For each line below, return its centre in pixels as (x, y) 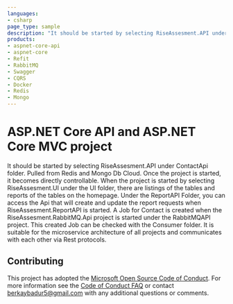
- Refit (18, 59)
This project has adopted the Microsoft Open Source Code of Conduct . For (114, 278)
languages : (23, 14)
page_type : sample (34, 26)
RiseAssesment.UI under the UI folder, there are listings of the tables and (111, 187)
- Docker (20, 85)
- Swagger (21, 71)
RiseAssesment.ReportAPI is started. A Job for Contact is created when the (115, 210)
